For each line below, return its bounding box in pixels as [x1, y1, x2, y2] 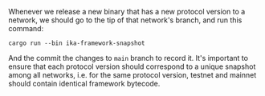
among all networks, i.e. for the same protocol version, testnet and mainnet [8, 70, 257, 79]
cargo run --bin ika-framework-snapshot [8, 39, 146, 47]
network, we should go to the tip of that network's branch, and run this [8, 15, 243, 25]
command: [8, 24, 44, 33]
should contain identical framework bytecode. [8, 79, 161, 88]
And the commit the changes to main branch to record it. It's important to [8, 54, 249, 62]
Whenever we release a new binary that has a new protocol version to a [8, 7, 246, 16]
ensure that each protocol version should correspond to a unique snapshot [8, 62, 256, 71]
